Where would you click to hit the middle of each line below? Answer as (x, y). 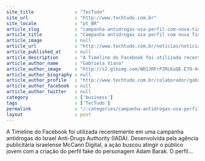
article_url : (42, 47)
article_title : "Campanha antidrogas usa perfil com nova (98, 35)
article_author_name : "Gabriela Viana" (65, 63)
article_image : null (49, 40)
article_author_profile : (42, 80)
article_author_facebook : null (49, 86)
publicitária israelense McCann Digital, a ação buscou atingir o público (95, 145)
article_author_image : (42, 69)
